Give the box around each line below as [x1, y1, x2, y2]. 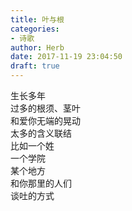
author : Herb [10, 42, 65, 53]
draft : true [10, 61, 60, 71]
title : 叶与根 [10, 14, 65, 25]
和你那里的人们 [10, 177, 72, 189]
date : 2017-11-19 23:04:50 [10, 52, 123, 62]
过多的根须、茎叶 [10, 102, 81, 114]
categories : [10, 24, 60, 34]
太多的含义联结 [10, 127, 72, 139]
